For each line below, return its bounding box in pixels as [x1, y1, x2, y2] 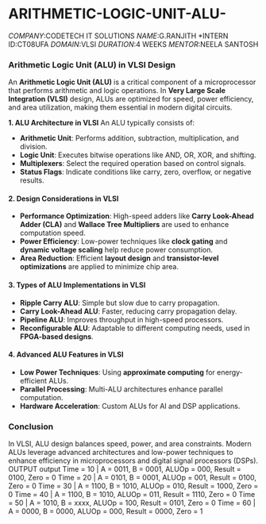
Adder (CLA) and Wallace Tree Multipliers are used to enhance [19, 220, 229, 229]
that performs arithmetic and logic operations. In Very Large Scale [8, 86, 226, 95]
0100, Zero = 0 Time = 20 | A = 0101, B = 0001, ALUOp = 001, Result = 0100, [8, 473, 256, 483]
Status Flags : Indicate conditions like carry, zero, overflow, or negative [19, 168, 252, 177]
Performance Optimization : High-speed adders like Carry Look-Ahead [19, 211, 254, 221]
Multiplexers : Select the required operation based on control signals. [19, 159, 246, 168]
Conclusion [8, 421, 54, 432]
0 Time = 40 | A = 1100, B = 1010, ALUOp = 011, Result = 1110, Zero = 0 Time [8, 490, 256, 499]
